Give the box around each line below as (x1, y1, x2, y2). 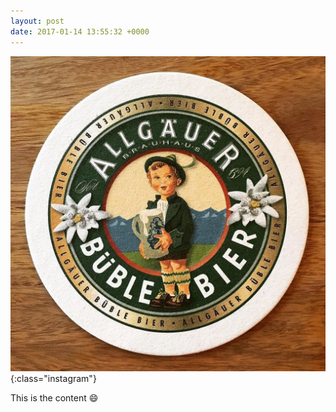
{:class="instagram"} (10, 372, 97, 384)
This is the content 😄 (10, 391, 99, 404)
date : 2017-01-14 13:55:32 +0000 (10, 26, 150, 37)
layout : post (10, 16, 65, 26)
